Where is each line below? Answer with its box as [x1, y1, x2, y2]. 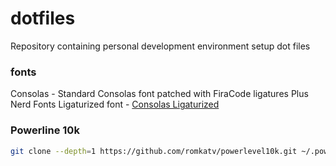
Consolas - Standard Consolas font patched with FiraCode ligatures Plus [10, 88, 309, 100]
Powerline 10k [10, 123, 80, 137]
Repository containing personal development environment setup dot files [10, 40, 311, 52]
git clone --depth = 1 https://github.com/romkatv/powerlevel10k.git [10, 146, 298, 156]
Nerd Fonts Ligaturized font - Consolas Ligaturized [10, 98, 220, 111]
